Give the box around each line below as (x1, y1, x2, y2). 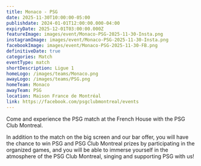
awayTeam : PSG (6, 88, 42, 94)
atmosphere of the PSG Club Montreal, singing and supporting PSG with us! (6, 152, 194, 160)
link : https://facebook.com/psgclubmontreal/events (6, 98, 139, 104)
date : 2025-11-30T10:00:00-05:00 (6, 14, 91, 21)
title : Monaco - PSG (6, 8, 59, 15)
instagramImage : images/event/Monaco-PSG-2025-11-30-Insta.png (6, 37, 169, 43)
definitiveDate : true (6, 48, 61, 54)
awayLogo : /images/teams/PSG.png (6, 76, 91, 82)
